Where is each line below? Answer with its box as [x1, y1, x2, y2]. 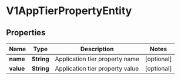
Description [80, 45, 114, 53]
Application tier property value [55, 65, 139, 72]
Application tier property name [55, 55, 139, 63]
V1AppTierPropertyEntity [6, 4, 132, 18]
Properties [6, 28, 46, 38]
